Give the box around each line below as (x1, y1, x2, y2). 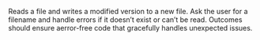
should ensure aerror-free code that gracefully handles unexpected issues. (8, 24, 253, 32)
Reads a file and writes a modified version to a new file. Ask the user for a (8, 7, 248, 16)
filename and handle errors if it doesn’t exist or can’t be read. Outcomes (8, 15, 243, 24)
